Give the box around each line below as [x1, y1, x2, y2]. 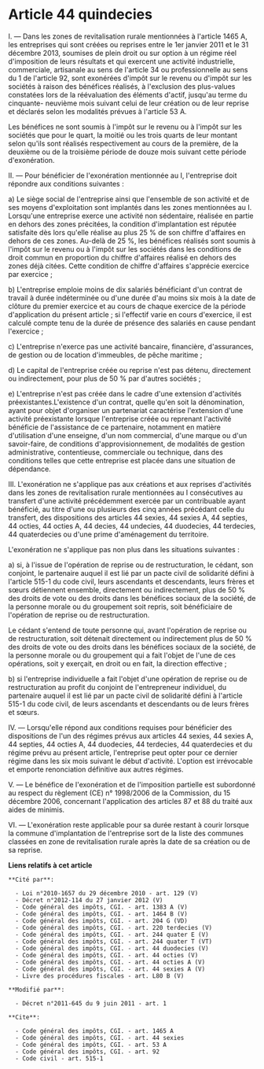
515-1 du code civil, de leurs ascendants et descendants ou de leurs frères [8, 699, 249, 709]
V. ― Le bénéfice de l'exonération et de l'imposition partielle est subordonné [8, 780, 256, 789]
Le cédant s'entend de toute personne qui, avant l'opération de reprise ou [8, 625, 247, 635]
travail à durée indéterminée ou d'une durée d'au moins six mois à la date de [8, 293, 256, 302]
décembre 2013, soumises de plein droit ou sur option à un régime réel [8, 48, 237, 57]
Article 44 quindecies [8, 6, 153, 24]
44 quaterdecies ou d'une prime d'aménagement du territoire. [8, 529, 210, 539]
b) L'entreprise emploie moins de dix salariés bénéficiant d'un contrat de [8, 285, 243, 294]
